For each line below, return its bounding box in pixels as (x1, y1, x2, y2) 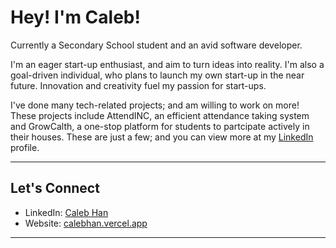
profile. (10, 141, 40, 153)
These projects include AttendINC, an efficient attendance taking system (10, 109, 310, 121)
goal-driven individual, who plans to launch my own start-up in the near (10, 69, 305, 81)
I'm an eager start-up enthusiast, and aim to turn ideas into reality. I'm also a (10, 58, 325, 70)
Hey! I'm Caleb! (10, 6, 141, 29)
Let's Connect (10, 180, 100, 197)
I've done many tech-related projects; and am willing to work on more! (10, 99, 300, 111)
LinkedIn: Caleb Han (24, 206, 109, 218)
